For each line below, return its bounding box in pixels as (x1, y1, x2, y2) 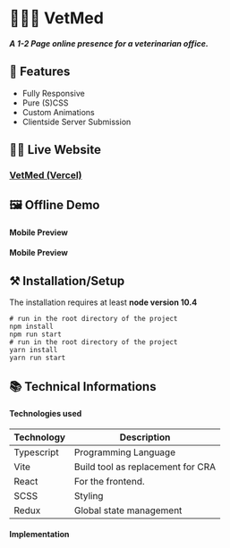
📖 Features (9, 64, 71, 80)
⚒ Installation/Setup (9, 273, 125, 289)
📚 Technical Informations (9, 379, 157, 394)
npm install (9, 322, 54, 332)
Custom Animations (21, 106, 96, 117)
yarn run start (9, 353, 66, 363)
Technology (13, 431, 65, 443)
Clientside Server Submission (21, 116, 132, 127)
